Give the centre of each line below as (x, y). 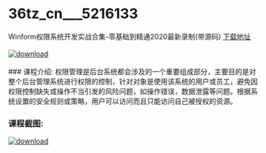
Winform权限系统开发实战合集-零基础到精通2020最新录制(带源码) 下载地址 (129, 36)
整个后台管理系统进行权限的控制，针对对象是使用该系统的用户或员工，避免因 (133, 81)
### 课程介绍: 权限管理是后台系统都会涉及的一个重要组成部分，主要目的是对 (132, 71)
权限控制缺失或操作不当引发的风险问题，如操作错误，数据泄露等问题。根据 (129, 91)
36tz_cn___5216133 (73, 14)
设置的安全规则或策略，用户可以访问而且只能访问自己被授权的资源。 (126, 101)
